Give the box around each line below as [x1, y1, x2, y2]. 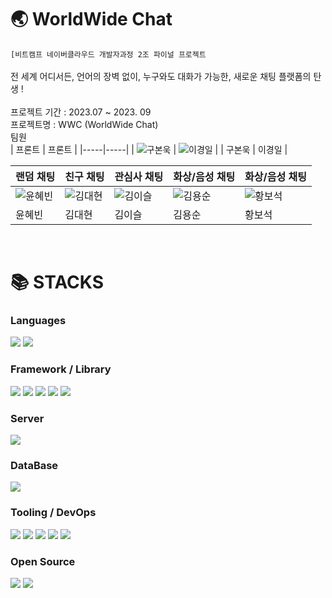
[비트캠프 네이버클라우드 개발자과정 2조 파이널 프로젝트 [10, 49, 207, 60]
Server [10, 411, 45, 425]
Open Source [10, 554, 76, 568]
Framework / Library [10, 362, 112, 376]
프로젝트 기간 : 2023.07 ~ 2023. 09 [10, 106, 152, 118]
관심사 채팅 [114, 169, 164, 183]
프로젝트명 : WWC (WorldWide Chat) [10, 118, 159, 130]
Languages [10, 314, 67, 328]
